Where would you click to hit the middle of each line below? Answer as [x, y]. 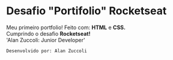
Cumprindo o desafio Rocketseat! [48, 33]
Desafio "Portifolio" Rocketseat [86, 11]
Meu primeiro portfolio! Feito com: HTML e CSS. [66, 27]
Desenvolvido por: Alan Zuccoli [47, 51]
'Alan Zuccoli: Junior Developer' [46, 40]
